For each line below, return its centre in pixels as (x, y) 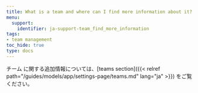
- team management (29, 40)
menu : (13, 17)
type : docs (20, 51)
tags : (13, 34)
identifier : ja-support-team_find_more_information (83, 28)
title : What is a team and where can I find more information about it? (99, 12)
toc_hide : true (25, 46)
